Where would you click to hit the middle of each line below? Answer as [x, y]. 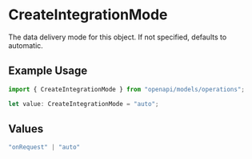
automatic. [26, 45]
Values [26, 129]
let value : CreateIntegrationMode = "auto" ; [84, 104]
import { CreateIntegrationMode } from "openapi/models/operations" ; [127, 89]
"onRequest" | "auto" [44, 147]
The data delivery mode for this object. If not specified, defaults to [118, 37]
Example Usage [48, 71]
